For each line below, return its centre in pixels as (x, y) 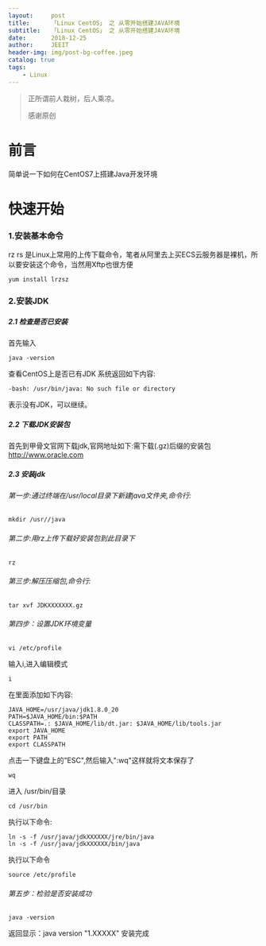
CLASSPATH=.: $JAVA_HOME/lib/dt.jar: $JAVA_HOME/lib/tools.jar (115, 724)
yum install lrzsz (39, 280)
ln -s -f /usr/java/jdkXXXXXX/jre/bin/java (81, 837)
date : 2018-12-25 (48, 38)
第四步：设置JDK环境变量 (50, 624)
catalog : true (32, 60)
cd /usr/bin (28, 806)
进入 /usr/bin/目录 (37, 791)
